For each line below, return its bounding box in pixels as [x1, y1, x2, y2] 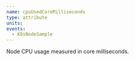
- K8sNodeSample [12, 31, 53, 37]
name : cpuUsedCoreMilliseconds [6, 8, 86, 15]
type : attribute [6, 14, 47, 21]
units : [6, 20, 23, 26]
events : [6, 25, 26, 32]
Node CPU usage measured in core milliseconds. [6, 48, 130, 55]
